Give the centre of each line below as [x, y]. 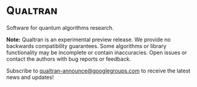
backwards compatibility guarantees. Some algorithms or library [86, 46]
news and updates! [30, 77]
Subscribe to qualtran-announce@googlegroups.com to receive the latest [98, 71]
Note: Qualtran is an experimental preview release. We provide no [88, 40]
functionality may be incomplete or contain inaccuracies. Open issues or [97, 52]
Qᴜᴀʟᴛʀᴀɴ [32, 11]
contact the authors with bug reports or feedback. [69, 59]
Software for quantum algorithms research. [60, 27]
